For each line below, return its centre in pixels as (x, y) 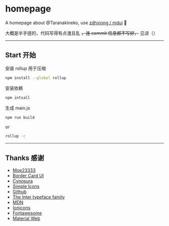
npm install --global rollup (36, 78)
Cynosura (23, 181)
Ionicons (21, 208)
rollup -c (16, 136)
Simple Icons (26, 186)
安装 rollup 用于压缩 (26, 68)
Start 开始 (21, 55)
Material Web (26, 218)
